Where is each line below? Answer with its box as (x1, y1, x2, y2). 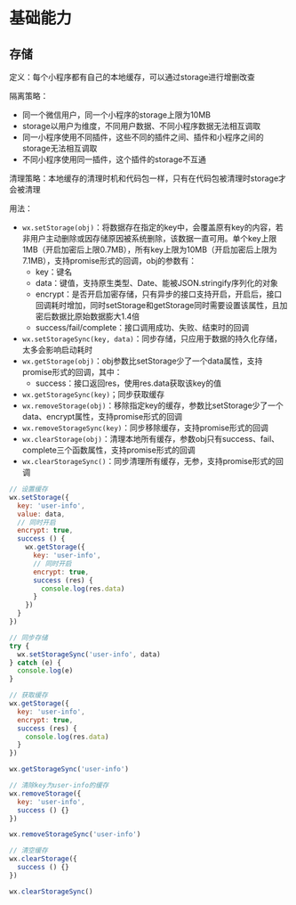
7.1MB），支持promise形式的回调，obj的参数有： (21, 256, 197, 265)
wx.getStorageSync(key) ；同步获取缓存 (21, 389, 165, 399)
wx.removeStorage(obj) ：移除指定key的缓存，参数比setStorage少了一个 (21, 400, 284, 411)
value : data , (17, 510, 66, 518)
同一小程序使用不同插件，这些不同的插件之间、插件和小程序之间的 (21, 132, 264, 143)
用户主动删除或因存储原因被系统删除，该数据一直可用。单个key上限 (29, 233, 277, 243)
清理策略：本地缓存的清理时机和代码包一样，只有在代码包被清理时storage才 (9, 173, 287, 183)
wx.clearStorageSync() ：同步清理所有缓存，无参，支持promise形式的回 (21, 456, 284, 466)
